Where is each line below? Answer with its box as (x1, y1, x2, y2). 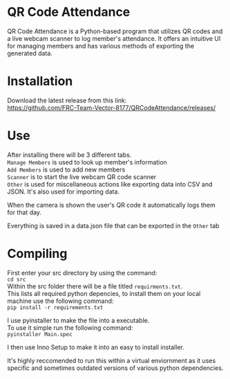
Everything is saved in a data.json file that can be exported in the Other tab (7, 221, 220, 230)
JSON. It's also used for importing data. (7, 187, 119, 196)
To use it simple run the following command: (7, 323, 133, 332)
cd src (7, 276, 26, 283)
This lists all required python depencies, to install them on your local (7, 289, 201, 297)
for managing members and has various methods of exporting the (7, 41, 195, 50)
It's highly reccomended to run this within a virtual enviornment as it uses (7, 356, 216, 364)
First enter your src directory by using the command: (7, 268, 157, 277)
